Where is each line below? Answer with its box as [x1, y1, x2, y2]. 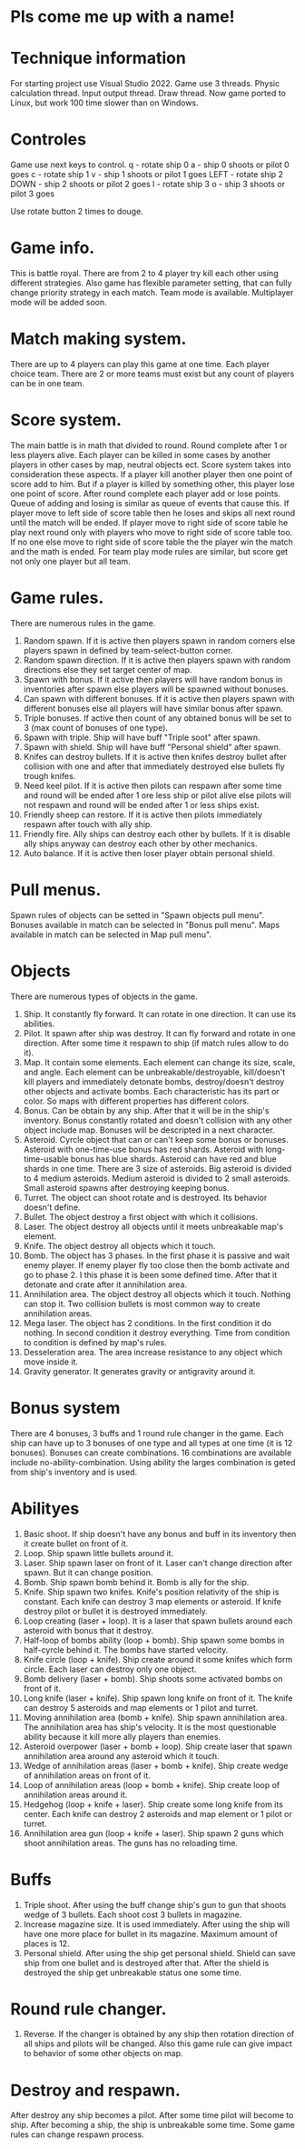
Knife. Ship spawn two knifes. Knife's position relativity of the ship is [23, 1586, 280, 1597]
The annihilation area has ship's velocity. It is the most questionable [23, 1721, 277, 1733]
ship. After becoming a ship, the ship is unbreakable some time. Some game [10, 2120, 296, 2131]
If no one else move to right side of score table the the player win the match [10, 536, 294, 547]
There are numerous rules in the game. [10, 617, 156, 628]
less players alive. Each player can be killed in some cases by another [10, 449, 271, 460]
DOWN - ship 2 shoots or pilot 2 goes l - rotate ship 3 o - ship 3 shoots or [10, 179, 285, 190]
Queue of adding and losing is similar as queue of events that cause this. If [10, 497, 290, 508]
